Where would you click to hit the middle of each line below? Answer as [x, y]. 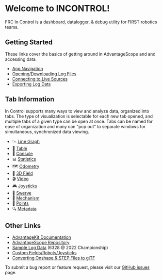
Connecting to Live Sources [40, 79]
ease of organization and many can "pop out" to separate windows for [75, 126]
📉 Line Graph [26, 141]
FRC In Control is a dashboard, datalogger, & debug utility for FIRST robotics [81, 22]
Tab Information [30, 99]
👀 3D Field [22, 173]
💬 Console [22, 153]
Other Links [23, 225]
